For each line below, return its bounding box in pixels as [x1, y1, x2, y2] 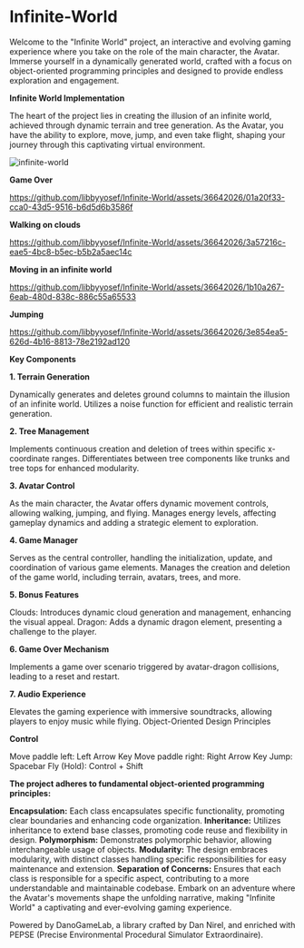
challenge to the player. [9, 626, 97, 637]
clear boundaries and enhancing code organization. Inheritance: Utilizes [9, 815, 281, 825]
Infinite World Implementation [9, 93, 125, 104]
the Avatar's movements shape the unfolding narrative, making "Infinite [9, 892, 276, 903]
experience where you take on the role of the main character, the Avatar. [9, 45, 279, 56]
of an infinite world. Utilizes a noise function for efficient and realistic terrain [9, 398, 293, 410]
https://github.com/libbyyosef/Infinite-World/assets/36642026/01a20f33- [9, 192, 286, 202]
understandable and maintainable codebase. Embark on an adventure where [9, 883, 296, 894]
